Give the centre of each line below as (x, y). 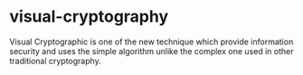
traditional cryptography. (55, 61)
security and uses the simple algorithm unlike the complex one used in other (151, 51)
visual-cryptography (89, 17)
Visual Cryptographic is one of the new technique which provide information (151, 42)
